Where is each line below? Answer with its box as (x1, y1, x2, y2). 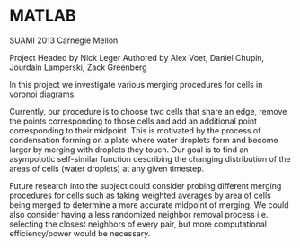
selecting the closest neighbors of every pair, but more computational (9, 218, 268, 229)
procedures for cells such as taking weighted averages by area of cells (9, 190, 271, 201)
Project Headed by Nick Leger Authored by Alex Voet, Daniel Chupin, (9, 52, 265, 63)
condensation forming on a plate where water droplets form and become (9, 134, 278, 145)
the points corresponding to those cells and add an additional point (9, 115, 258, 126)
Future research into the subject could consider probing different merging (9, 180, 282, 191)
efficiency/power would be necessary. (9, 227, 151, 238)
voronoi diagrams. (9, 89, 76, 99)
